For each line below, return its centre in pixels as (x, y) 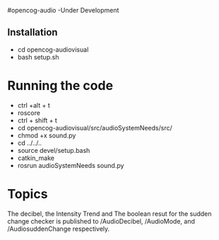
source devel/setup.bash (54, 150)
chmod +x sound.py (47, 135)
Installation (32, 32)
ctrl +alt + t (34, 105)
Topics (28, 194)
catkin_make (36, 158)
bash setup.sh (38, 57)
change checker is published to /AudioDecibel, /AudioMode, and (101, 221)
